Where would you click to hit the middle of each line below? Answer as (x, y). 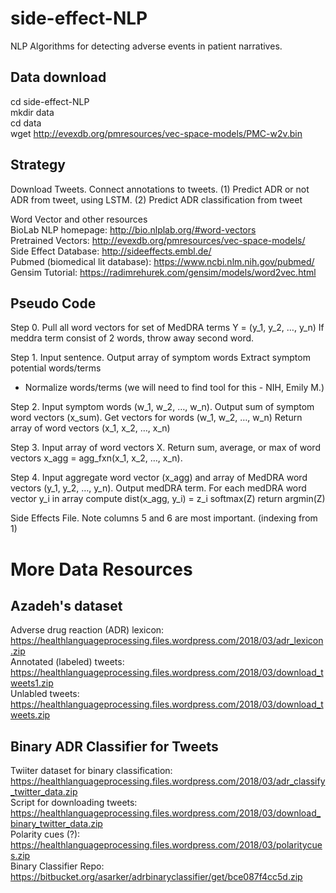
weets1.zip (32, 683)
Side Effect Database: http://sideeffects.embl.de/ (111, 251)
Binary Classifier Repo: (57, 866)
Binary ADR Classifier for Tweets (114, 746)
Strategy (38, 165)
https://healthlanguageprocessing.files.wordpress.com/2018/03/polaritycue (166, 845)
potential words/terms (56, 368)
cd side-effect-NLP (50, 101)
